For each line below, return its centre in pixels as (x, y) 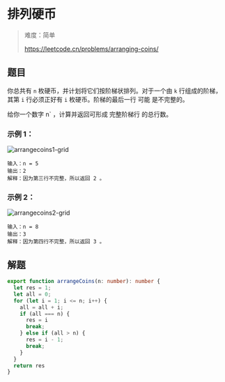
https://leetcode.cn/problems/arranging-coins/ (91, 49)
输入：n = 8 (23, 227)
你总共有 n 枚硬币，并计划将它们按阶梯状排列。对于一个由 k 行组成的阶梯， (115, 91)
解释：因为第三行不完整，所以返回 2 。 (56, 178)
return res (29, 366)
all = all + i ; (42, 307)
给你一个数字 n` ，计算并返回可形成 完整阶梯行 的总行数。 (90, 114)
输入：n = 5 (23, 164)
